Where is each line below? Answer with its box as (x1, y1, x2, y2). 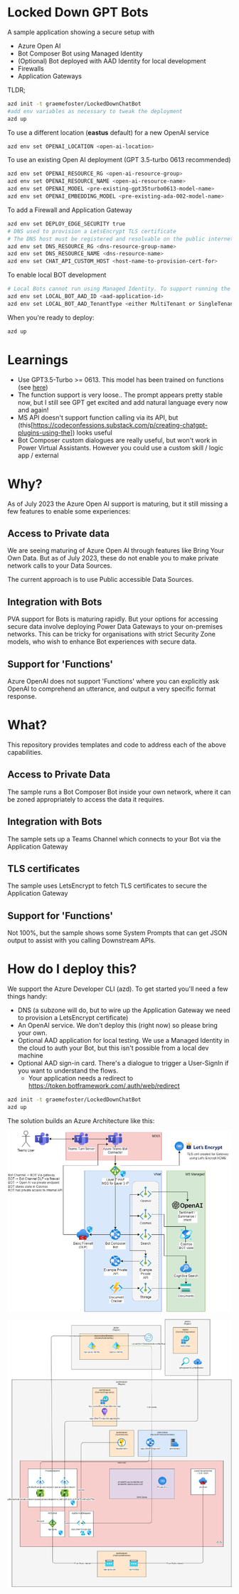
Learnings (7, 351, 69, 368)
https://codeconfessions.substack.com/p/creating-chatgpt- (33, 420, 208, 429)
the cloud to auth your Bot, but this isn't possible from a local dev (17, 1043, 209, 1053)
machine (17, 1051, 44, 1060)
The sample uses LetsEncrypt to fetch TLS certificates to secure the (7, 881, 208, 890)
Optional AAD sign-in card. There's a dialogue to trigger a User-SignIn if (17, 1059, 229, 1068)
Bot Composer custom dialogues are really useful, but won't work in (17, 435, 217, 445)
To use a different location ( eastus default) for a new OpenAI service (7, 128, 210, 137)
